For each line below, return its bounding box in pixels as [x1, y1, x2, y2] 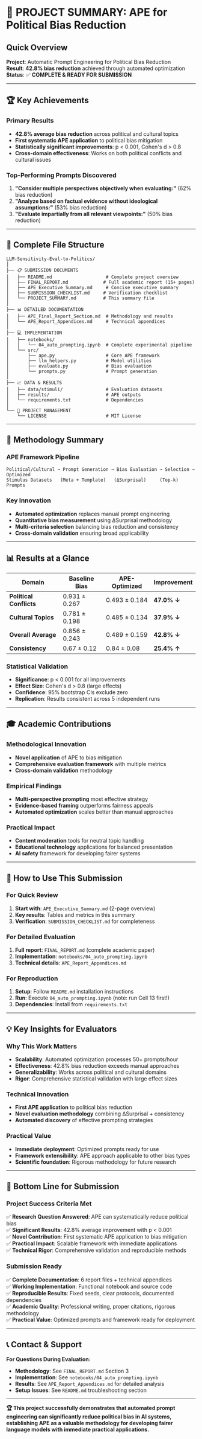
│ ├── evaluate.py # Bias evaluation [6, 363, 152, 369]
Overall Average [9, 630, 57, 639]
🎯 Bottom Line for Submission [6, 1181, 120, 1192]
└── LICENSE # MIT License [17, 413, 141, 419]
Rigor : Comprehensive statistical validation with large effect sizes [14, 1075, 177, 1082]
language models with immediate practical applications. [6, 1426, 150, 1433]
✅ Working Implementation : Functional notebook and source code [6, 1283, 173, 1290]
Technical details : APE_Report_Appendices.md [14, 959, 127, 966]
